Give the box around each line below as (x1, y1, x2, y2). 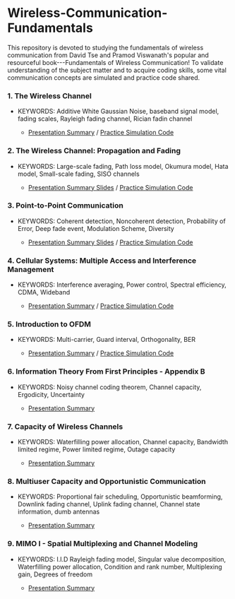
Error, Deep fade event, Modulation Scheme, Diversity (17, 224, 174, 232)
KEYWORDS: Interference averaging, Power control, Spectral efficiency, (17, 280, 227, 289)
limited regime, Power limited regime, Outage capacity (17, 445, 176, 453)
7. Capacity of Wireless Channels (7, 422, 123, 432)
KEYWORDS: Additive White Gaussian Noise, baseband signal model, (17, 107, 219, 116)
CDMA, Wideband (17, 288, 71, 297)
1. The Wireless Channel (7, 90, 92, 100)
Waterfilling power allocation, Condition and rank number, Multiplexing (17, 562, 222, 571)
